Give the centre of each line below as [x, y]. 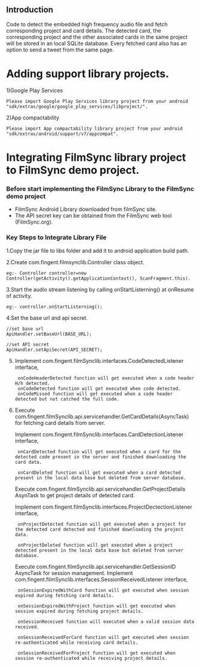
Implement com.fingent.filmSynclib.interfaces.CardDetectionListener [99, 434]
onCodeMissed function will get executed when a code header [95, 394]
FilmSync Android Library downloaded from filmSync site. [86, 209]
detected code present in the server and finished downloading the [100, 457]
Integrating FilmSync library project [96, 157]
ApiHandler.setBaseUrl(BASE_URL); [49, 334]
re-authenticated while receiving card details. [76, 642]
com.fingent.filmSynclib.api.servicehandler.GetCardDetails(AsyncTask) [102, 416]
